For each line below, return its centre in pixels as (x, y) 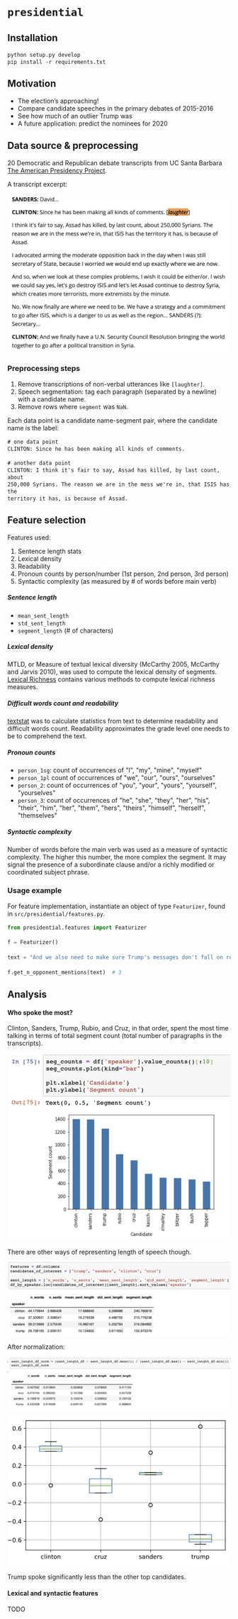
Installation (33, 38)
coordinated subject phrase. (49, 872)
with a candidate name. (52, 399)
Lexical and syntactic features (53, 1593)
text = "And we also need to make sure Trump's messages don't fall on (115, 957)
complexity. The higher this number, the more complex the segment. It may (117, 857)
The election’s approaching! (58, 101)
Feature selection (47, 520)
